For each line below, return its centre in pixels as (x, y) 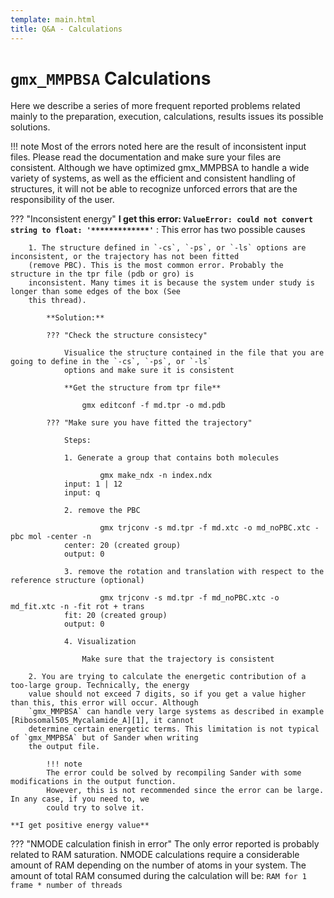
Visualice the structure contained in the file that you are (194, 353)
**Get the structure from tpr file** (142, 388)
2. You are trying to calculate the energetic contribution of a (167, 677)
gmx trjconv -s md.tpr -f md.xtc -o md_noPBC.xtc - (209, 528)
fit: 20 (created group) (115, 616)
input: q (82, 493)
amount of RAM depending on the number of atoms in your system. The (158, 865)
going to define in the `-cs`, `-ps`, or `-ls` (111, 362)
